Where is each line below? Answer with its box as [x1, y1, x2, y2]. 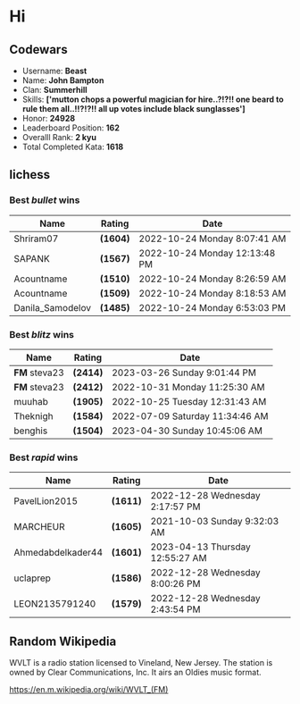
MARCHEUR [13, 521, 65, 533]
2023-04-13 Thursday [150, 541, 252, 553]
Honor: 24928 [21, 113, 76, 123]
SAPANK [13, 252, 51, 264]
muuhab [13, 395, 49, 407]
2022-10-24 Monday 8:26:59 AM [138, 272, 287, 285]
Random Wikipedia [9, 633, 117, 649]
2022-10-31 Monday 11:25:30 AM [111, 381, 265, 393]
